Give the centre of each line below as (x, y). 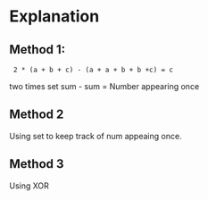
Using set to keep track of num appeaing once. (96, 136)
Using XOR (29, 186)
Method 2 (37, 115)
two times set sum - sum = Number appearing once (104, 86)
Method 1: (37, 50)
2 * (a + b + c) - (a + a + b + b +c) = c (93, 70)
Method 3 (37, 164)
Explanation (54, 17)
